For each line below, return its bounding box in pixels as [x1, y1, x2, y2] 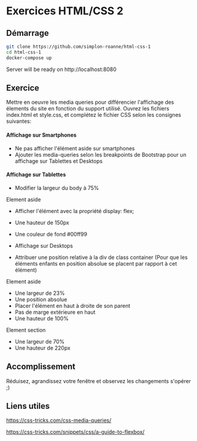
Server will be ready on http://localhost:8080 [6, 66, 117, 73]
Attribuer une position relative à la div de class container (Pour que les [14, 254, 188, 261]
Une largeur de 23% [14, 289, 65, 297]
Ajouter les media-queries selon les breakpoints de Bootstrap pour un [14, 151, 187, 158]
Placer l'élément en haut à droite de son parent [14, 302, 131, 309]
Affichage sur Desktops [14, 242, 73, 249]
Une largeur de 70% [14, 338, 65, 345]
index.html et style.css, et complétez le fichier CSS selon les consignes [6, 112, 181, 119]
